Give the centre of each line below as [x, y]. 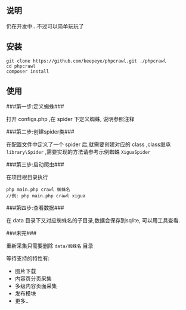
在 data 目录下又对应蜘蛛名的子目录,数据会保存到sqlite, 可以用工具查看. [93, 221]
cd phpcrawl [21, 66]
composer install [28, 71]
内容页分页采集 [33, 278]
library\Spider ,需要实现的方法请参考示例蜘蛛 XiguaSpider [78, 152]
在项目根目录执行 [27, 177]
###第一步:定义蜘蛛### [35, 107]
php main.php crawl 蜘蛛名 [38, 190]
